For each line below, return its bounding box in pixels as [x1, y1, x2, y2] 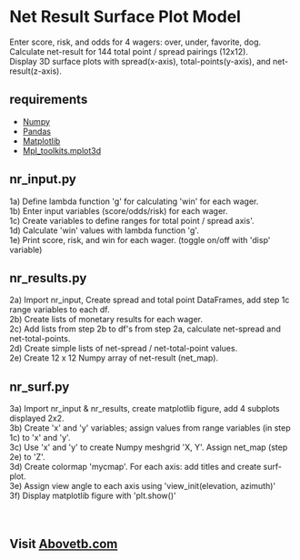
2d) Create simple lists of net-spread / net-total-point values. [9, 343, 238, 354]
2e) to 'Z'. [9, 452, 45, 463]
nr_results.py [9, 270, 87, 286]
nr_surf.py [9, 379, 70, 394]
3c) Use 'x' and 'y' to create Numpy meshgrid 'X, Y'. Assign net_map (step [9, 442, 288, 453]
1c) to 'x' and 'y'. [9, 433, 71, 443]
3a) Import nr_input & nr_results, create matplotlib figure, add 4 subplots [9, 403, 280, 414]
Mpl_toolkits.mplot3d [22, 145, 102, 156]
